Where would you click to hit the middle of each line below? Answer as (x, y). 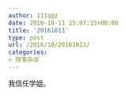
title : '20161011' (38, 30)
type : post (26, 38)
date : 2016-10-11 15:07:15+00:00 (63, 23)
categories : (28, 52)
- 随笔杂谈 (24, 60)
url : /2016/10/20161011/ (49, 45)
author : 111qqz (33, 15)
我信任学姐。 (29, 83)
